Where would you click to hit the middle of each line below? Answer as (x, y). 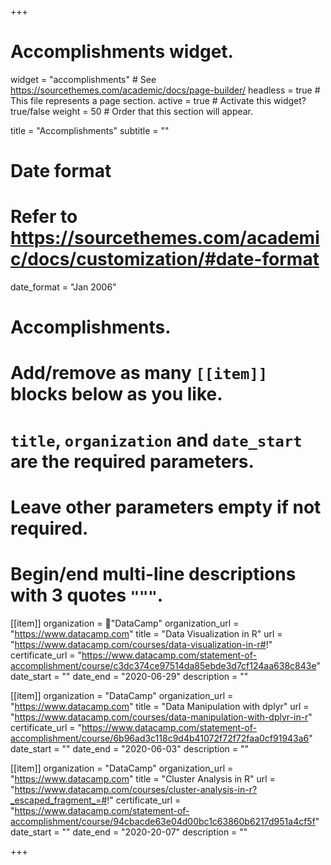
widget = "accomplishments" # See (83, 79)
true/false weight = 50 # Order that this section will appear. (132, 111)
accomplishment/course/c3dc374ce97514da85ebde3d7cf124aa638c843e (163, 665)
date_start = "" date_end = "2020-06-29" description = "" (129, 676)
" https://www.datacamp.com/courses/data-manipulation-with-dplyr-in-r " (161, 717)
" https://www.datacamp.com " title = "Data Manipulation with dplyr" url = (160, 706)
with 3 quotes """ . (87, 595)
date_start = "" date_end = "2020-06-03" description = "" (129, 748)
